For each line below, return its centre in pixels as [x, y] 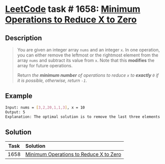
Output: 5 [15, 112]
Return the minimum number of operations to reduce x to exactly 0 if [88, 75]
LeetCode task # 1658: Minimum [73, 9]
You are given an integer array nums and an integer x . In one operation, [88, 50]
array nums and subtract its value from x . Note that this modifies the [86, 60]
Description [23, 38]
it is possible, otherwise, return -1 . [52, 81]
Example [19, 96]
